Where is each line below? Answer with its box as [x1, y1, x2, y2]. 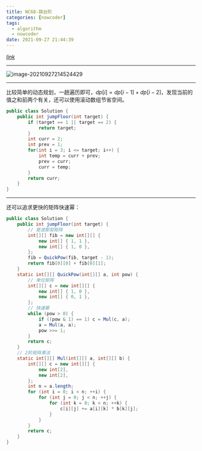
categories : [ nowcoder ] [6, 14, 66, 20]
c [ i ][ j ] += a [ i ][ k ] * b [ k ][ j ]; [60, 405, 139, 412]
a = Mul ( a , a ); [38, 322, 77, 328]
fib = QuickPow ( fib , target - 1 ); [28, 255, 114, 261]
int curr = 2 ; [28, 136, 63, 142]
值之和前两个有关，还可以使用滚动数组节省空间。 [6, 96, 127, 103]
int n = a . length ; [28, 383, 74, 390]
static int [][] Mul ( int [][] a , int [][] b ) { [17, 355, 130, 361]
